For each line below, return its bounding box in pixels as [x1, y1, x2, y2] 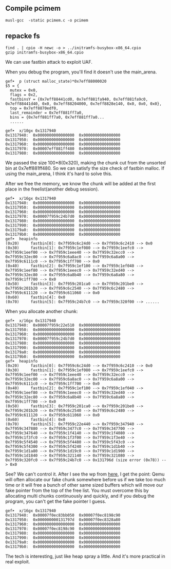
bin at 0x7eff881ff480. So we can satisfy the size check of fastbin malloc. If [5, 165, 164, 171]
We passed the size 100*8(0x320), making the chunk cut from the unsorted [5, 159, 166, 166]
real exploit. [5, 558, 30, 564]
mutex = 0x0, [10, 87, 38, 93]
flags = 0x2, [10, 92, 38, 97]
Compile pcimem [5, 4, 61, 13]
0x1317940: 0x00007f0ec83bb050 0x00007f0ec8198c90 [5, 513, 121, 518]
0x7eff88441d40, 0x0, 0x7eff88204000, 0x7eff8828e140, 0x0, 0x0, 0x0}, [5, 101, 162, 106]
